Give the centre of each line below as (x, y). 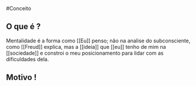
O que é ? (23, 26)
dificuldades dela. (27, 59)
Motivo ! (21, 78)
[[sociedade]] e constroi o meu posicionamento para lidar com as (85, 53)
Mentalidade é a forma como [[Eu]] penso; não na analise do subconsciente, (98, 41)
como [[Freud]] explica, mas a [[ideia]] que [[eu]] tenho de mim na (86, 46)
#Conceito (19, 8)
